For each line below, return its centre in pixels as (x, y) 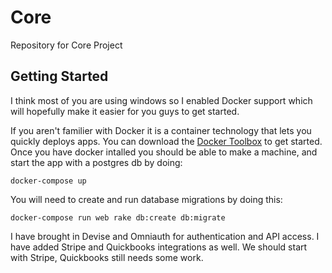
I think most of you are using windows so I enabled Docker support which (161, 100)
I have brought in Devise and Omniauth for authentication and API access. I (165, 236)
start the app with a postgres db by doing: (96, 162)
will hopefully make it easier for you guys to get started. (125, 111)
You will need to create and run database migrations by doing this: (146, 199)
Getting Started (59, 76)
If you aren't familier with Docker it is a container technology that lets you (161, 130)
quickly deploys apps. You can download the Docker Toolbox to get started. (166, 141)
